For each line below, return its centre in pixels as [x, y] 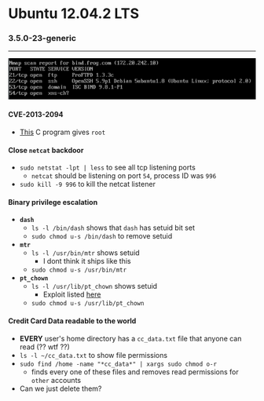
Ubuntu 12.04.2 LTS [74, 14]
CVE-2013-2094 [36, 115]
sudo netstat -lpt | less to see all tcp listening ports [108, 168]
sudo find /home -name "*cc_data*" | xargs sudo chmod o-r [118, 364]
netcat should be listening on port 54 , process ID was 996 [124, 176]
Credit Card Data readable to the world [72, 321]
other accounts [56, 380]
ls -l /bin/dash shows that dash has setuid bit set [113, 228]
